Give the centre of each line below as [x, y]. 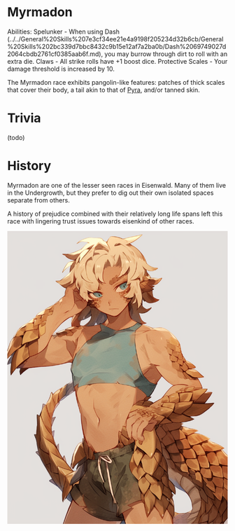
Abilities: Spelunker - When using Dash [64, 32]
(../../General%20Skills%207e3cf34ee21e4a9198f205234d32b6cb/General [115, 39]
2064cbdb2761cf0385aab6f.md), [55, 54]
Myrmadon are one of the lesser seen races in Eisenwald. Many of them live [116, 185]
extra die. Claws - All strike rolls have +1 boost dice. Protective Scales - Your [117, 61]
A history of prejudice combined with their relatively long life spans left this [115, 214]
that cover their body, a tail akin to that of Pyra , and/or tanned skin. [104, 90]
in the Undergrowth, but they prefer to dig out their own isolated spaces [111, 193]
